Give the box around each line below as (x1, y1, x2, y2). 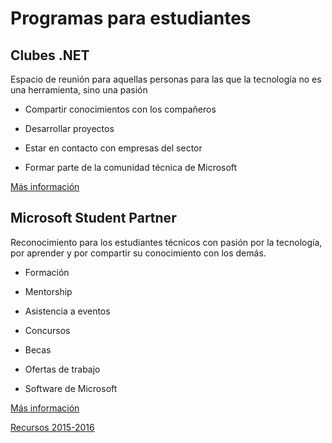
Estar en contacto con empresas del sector (24, 142, 203, 154)
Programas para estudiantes (10, 7, 252, 30)
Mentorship (24, 285, 73, 297)
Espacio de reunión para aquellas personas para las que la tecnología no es (10, 73, 322, 85)
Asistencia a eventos (24, 305, 111, 317)
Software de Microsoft (24, 382, 118, 394)
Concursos (24, 324, 71, 336)
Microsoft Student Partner (10, 210, 177, 227)
